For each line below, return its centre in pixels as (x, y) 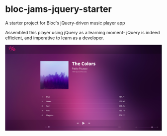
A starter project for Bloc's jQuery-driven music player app (65, 23)
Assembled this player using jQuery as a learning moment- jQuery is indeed (83, 32)
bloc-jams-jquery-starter (58, 9)
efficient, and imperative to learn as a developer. (55, 38)
